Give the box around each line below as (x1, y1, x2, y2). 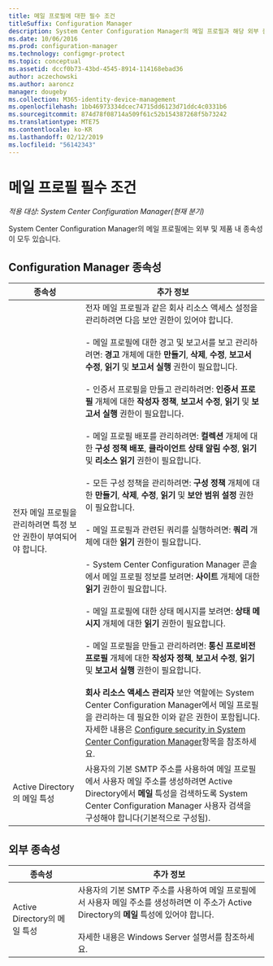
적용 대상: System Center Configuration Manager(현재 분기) (8, 207, 205, 217)
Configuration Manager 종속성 (8, 260, 162, 274)
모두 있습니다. (16, 234, 61, 244)
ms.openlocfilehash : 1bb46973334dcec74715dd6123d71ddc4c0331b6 (8, 103, 227, 111)
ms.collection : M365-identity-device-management (8, 95, 176, 103)
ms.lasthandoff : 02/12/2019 (8, 133, 104, 141)
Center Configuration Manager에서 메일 (84, 700, 234, 711)
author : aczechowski (8, 72, 79, 81)
